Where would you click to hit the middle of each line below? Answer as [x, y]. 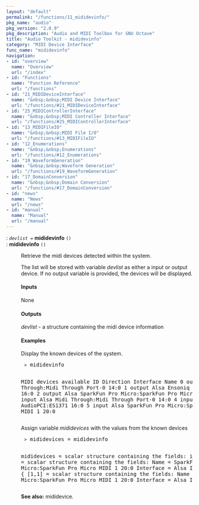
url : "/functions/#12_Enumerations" [57, 155]
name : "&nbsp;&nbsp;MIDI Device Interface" [66, 100]
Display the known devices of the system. [72, 354]
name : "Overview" [33, 67]
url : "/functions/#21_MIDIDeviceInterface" [66, 105]
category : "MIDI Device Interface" [50, 45]
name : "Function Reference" [46, 84]
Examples [33, 340]
